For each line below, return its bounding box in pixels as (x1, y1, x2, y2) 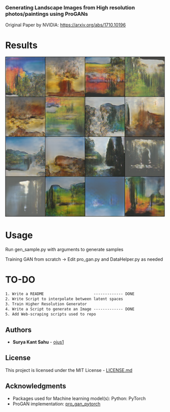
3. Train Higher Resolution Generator (5, 301, 87, 307)
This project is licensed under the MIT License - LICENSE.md (5, 367, 133, 373)
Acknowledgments (5, 382, 67, 391)
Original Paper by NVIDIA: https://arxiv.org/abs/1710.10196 (5, 22, 126, 28)
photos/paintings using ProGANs (5, 10, 89, 17)
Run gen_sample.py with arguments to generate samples (5, 247, 124, 253)
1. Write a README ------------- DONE (5, 291, 135, 297)
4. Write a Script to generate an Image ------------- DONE (5, 306, 135, 312)
